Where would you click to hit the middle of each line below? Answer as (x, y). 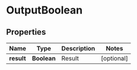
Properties (26, 32)
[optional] (114, 58)
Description (78, 49)
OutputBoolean (44, 10)
